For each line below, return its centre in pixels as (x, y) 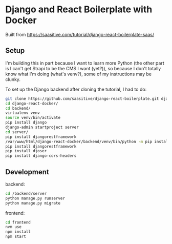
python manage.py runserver (35, 198)
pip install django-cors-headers (41, 156)
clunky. (13, 79)
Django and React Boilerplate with (79, 9)
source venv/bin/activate (33, 118)
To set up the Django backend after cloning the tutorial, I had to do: (76, 89)
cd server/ (17, 132)
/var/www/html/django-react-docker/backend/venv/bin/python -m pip (79, 141)
